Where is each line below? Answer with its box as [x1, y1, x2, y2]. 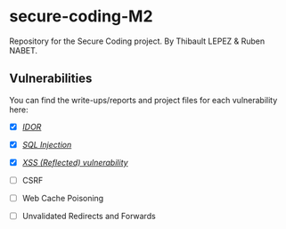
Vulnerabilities [9, 71, 93, 86]
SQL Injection [21, 139, 72, 150]
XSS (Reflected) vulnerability [21, 157, 128, 168]
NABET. [9, 45, 38, 55]
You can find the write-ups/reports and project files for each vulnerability [9, 94, 278, 105]
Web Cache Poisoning [21, 193, 104, 203]
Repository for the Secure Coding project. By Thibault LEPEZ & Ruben [9, 36, 266, 46]
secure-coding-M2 [9, 6, 153, 27]
